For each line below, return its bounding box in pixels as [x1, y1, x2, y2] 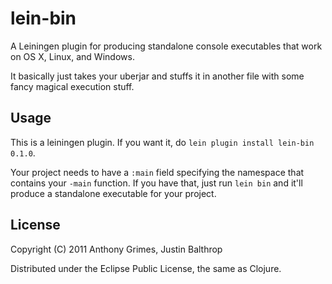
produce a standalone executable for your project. [10, 187, 217, 199]
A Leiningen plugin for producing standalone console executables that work [10, 40, 323, 52]
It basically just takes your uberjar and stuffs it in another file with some [10, 70, 305, 82]
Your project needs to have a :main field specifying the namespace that [10, 166, 305, 178]
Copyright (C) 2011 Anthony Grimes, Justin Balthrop [10, 243, 223, 255]
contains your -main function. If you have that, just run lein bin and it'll [10, 177, 303, 189]
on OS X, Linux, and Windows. [10, 50, 135, 62]
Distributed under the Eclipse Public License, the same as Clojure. [10, 262, 282, 274]
